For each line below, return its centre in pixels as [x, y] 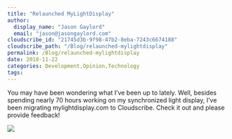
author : [19, 20]
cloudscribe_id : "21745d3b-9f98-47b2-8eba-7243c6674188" [92, 40]
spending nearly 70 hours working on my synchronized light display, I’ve [112, 100]
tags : [15, 72]
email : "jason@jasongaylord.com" [63, 33]
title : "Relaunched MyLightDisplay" [61, 14]
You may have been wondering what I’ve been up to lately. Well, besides [112, 93]
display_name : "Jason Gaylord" [59, 27]
